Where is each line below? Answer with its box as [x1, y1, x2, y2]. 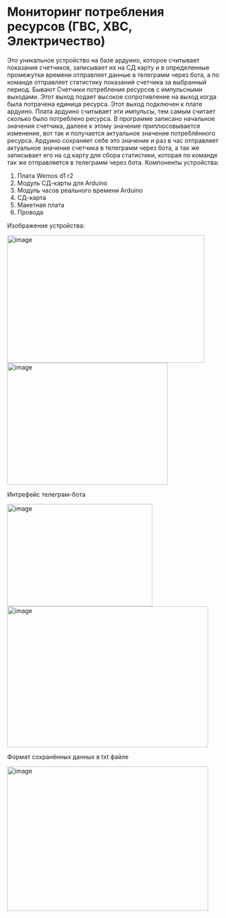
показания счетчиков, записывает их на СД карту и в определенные [7, 63, 210, 71]
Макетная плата [16, 201, 65, 209]
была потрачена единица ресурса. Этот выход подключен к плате [7, 100, 203, 108]
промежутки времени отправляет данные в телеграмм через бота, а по [7, 70, 220, 79]
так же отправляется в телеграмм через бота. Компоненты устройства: [7, 158, 219, 166]
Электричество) [7, 34, 106, 49]
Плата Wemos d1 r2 [16, 171, 74, 179]
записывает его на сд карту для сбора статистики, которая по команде [7, 150, 218, 159]
